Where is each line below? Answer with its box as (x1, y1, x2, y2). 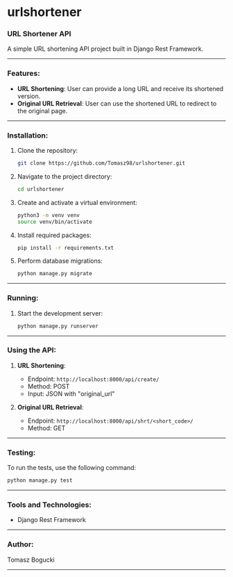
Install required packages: (17, 231, 92, 239)
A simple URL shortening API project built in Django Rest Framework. (7, 44, 204, 53)
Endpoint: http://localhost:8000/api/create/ (27, 375, 159, 383)
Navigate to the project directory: (17, 172, 112, 181)
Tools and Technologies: (7, 500, 92, 510)
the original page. (17, 106, 68, 115)
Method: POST (27, 382, 70, 390)
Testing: (7, 448, 36, 457)
